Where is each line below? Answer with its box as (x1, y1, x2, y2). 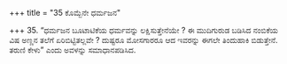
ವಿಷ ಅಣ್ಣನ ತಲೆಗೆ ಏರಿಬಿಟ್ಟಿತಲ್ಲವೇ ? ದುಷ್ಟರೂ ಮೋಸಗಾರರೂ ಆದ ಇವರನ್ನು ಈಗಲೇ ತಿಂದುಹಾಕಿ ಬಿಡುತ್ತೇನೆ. (9, 35, 278, 45)
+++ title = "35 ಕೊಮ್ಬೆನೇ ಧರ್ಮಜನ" (9, 8, 121, 18)
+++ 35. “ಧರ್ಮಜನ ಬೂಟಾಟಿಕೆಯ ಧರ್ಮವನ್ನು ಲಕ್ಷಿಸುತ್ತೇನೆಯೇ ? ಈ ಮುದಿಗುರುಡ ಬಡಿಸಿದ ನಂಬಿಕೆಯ (9, 25, 279, 35)
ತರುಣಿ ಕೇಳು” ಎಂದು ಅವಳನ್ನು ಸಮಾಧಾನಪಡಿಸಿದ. (9, 45, 136, 55)
